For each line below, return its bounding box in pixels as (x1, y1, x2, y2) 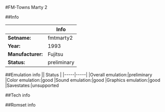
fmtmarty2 (47, 35, 73, 41)
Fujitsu (47, 51, 64, 57)
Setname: (8, 35, 31, 41)
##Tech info (5, 92, 30, 98)
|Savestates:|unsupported (5, 82, 59, 88)
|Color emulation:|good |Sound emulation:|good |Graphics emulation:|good (5, 77, 160, 83)
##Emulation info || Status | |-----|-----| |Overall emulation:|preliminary (5, 72, 152, 77)
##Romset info (5, 102, 36, 107)
